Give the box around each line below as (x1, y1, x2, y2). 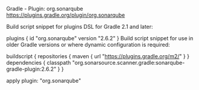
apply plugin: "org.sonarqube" (6, 77, 81, 84)
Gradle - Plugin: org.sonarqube (6, 5, 83, 12)
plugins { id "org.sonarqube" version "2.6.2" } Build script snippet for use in (6, 35, 194, 41)
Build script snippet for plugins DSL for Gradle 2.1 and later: (6, 23, 153, 30)
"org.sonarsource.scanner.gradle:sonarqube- (72, 59, 185, 66)
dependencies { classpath (6, 59, 71, 66)
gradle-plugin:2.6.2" (6, 65, 57, 73)
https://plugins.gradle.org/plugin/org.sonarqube (6, 11, 125, 19)
